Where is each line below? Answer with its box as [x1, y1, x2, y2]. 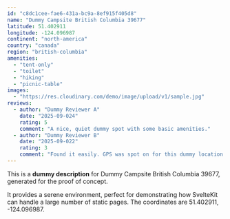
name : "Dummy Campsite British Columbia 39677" [7, 17, 147, 23]
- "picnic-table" [13, 81, 63, 87]
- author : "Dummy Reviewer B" [13, 132, 100, 138]
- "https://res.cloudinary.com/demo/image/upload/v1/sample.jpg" [13, 94, 205, 101]
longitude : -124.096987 [7, 29, 76, 36]
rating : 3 [19, 145, 48, 152]
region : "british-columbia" [7, 49, 88, 56]
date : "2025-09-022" [19, 138, 79, 145]
